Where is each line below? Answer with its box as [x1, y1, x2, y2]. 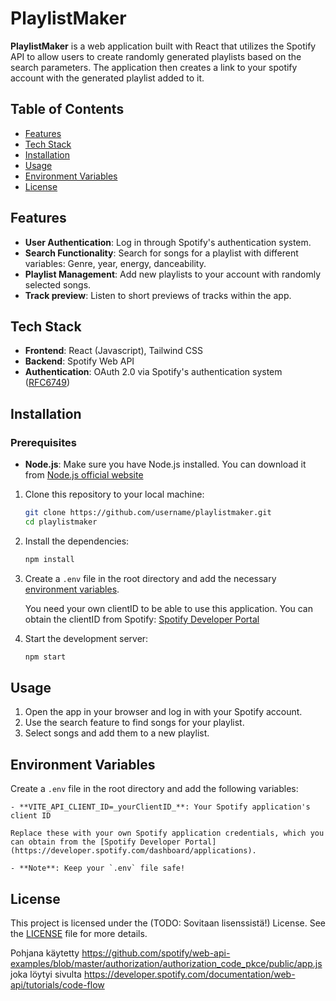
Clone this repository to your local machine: [24, 488, 205, 501]
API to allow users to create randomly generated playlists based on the [10, 50, 302, 62]
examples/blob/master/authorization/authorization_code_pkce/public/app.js [10, 958, 323, 969]
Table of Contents [10, 101, 125, 118]
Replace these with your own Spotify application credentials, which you [10, 828, 325, 839]
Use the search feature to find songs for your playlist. [24, 717, 245, 729]
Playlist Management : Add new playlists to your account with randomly [24, 268, 322, 280]
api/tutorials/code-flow [10, 979, 105, 991]
